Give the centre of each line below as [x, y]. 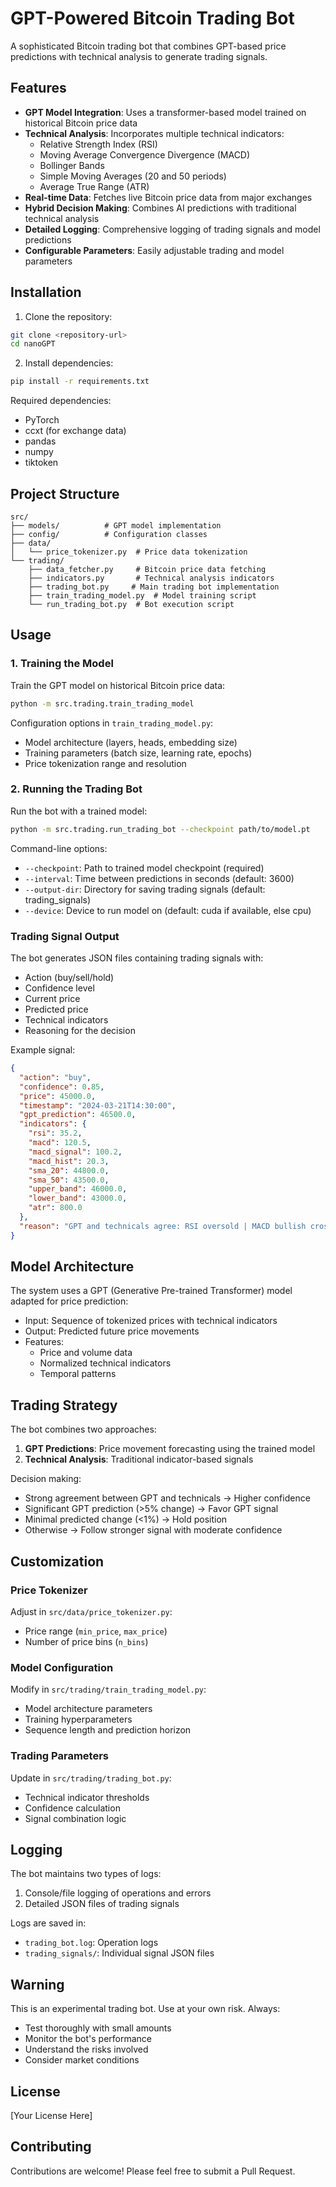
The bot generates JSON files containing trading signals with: [137, 958]
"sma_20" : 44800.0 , [69, 1170]
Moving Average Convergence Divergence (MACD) [145, 154]
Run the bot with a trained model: [79, 811]
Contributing [51, 2147]
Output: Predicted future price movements [112, 1331]
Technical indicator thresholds [87, 1797]
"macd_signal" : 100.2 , [75, 1152]
